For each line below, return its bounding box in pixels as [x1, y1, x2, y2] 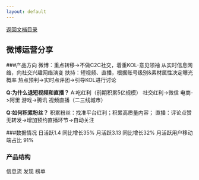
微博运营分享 [6, 45, 53, 55]
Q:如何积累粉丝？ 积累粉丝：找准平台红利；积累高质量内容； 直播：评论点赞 [6, 109, 192, 116]
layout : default [6, 8, 46, 15]
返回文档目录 [6, 26, 37, 33]
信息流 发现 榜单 [6, 168, 46, 175]
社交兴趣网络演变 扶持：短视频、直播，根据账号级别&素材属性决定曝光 [21, 69, 193, 76]
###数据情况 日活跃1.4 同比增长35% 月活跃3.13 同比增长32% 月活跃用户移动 [6, 129, 193, 137]
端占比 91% [6, 137, 34, 144]
